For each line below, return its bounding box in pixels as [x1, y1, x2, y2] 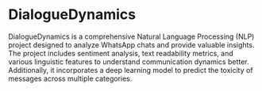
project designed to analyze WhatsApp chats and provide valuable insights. [8, 40, 255, 49]
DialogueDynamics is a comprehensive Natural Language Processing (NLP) [8, 32, 255, 41]
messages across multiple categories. [8, 74, 133, 83]
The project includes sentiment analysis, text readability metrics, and [8, 48, 233, 58]
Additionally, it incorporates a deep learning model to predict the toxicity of [8, 65, 253, 74]
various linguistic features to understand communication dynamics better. [8, 57, 249, 66]
